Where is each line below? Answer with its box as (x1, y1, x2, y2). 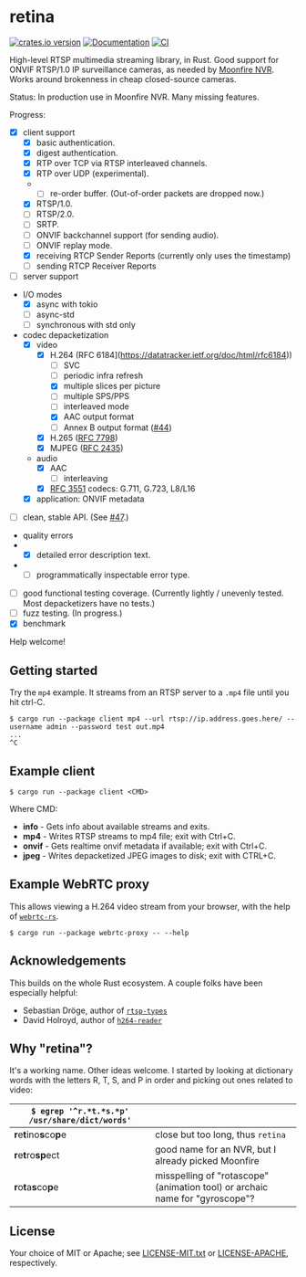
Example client (9, 763, 96, 778)
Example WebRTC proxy (9, 877, 150, 892)
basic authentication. (36, 137, 116, 148)
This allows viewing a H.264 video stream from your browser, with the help (9, 901, 291, 912)
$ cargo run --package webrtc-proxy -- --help (9, 928, 189, 937)
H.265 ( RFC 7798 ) (49, 432, 118, 443)
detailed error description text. (36, 550, 151, 560)
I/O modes (22, 289, 63, 300)
